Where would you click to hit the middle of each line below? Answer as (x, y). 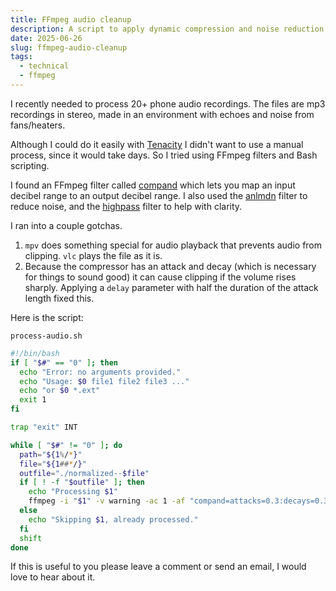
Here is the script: (47, 317)
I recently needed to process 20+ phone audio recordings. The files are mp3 (168, 103)
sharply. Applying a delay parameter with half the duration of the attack (171, 287)
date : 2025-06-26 (46, 38)
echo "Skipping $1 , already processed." (113, 519)
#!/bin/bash (35, 353)
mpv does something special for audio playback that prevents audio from (173, 245)
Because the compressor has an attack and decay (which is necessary (170, 266)
